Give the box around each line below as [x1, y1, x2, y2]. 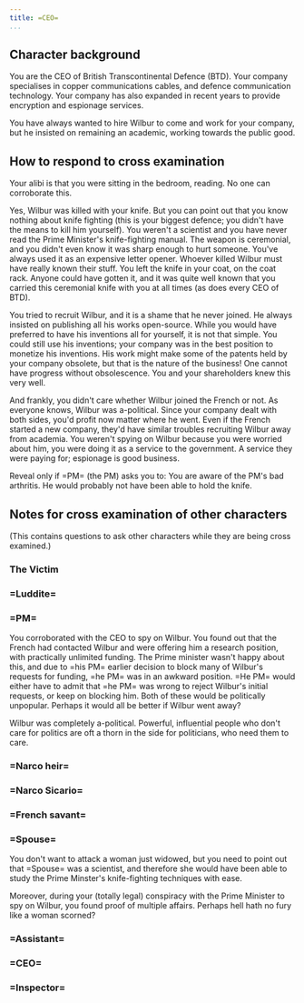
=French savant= [9, 808, 87, 821]
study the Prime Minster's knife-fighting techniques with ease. [9, 873, 243, 884]
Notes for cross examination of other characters [9, 507, 288, 522]
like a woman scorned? [9, 910, 96, 921]
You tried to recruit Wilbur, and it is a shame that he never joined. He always [9, 310, 293, 321]
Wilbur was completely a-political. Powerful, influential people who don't [9, 717, 281, 728]
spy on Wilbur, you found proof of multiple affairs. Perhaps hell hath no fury [9, 900, 292, 911]
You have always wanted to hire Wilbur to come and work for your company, [9, 117, 295, 128]
